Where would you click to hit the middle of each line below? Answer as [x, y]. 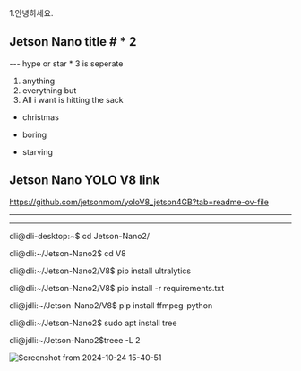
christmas [41, 117]
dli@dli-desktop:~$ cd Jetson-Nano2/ [80, 236]
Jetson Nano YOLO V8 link [85, 181]
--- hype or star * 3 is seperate [66, 63]
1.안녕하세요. [31, 13]
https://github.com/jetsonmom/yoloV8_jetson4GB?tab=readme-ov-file [139, 202]
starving [38, 151]
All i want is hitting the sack [73, 99]
